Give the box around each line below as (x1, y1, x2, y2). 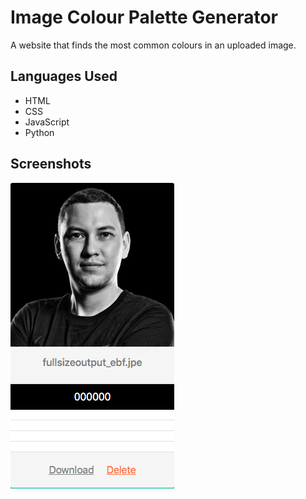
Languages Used (10, 68, 118, 85)
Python (24, 126, 55, 138)
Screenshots (10, 156, 92, 173)
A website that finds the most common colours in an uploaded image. (10, 39, 297, 51)
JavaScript (24, 116, 70, 128)
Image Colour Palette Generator (10, 6, 278, 29)
